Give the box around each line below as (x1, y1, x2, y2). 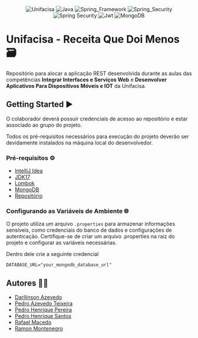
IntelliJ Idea (14, 168, 43, 175)
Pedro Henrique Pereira (14, 306, 72, 313)
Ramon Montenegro (14, 325, 63, 332)
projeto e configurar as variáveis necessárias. (6, 239, 117, 247)
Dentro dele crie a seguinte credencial (6, 251, 99, 258)
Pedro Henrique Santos (14, 313, 72, 320)
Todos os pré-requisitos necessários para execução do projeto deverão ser (6, 133, 190, 140)
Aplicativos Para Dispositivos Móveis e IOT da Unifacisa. (6, 82, 146, 89)
